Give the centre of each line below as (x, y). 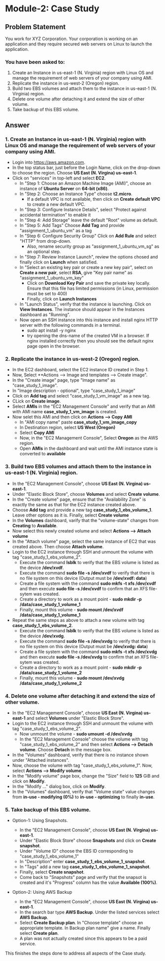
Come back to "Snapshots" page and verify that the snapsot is (83, 877)
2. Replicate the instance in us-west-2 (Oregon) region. (73, 359)
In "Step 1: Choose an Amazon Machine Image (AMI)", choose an (85, 183)
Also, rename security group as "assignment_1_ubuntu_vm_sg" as (93, 246)
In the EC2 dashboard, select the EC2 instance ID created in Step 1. (80, 370)
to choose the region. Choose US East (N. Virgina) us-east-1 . (75, 173)
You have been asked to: (35, 62)
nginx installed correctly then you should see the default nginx (90, 341)
